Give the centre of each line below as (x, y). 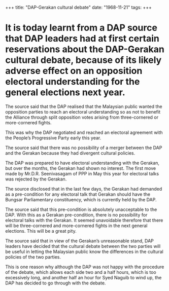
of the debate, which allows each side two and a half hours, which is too (81, 272)
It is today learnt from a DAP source (81, 28)
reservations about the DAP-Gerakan (85, 49)
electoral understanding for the (73, 82)
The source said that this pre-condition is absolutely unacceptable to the (81, 209)
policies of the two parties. (33, 257)
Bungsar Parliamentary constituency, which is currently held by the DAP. (81, 199)
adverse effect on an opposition (74, 71)
